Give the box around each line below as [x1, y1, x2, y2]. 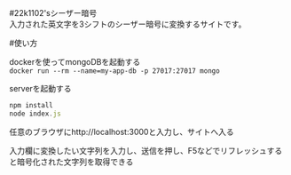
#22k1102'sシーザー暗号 [9, 8, 98, 18]
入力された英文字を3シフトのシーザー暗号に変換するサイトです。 [9, 19, 247, 29]
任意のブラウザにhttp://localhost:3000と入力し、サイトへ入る [9, 126, 235, 137]
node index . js [9, 109, 62, 118]
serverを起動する [9, 84, 73, 93]
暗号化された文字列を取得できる [16, 156, 134, 167]
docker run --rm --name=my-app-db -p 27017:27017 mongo [9, 67, 220, 76]
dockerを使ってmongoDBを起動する [9, 57, 141, 67]
